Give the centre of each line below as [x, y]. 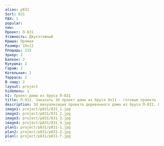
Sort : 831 [15, 14]
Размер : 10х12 [20, 46]
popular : [14, 23]
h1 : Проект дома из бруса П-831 [38, 95]
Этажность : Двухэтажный [29, 37]
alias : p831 [17, 9]
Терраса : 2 [16, 77]
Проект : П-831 [20, 32]
